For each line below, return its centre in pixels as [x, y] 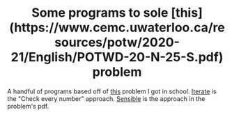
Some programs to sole [100, 13]
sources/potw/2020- [117, 42]
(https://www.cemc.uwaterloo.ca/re [117, 28]
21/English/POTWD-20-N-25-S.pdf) [117, 57]
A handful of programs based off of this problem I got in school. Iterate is [112, 91]
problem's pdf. [28, 106]
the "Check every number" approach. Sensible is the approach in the [106, 98]
